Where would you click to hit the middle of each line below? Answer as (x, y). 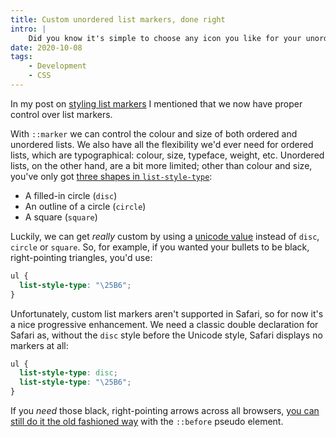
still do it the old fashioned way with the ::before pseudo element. (147, 421)
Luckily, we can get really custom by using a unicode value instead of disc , (165, 236)
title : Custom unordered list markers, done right (118, 19)
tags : (21, 57)
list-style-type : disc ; (68, 373)
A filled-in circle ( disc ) (71, 195)
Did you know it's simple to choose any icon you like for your (165, 38)
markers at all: (39, 345)
